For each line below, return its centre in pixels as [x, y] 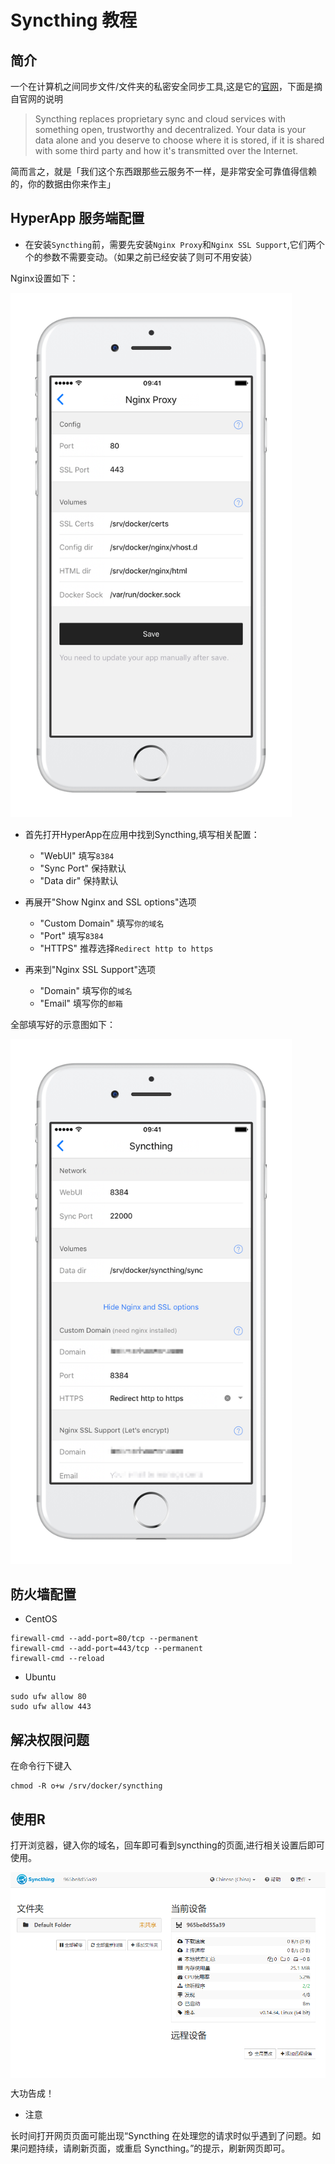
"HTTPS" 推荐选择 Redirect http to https [126, 948]
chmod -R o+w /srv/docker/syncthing [86, 1786]
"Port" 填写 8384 [71, 936]
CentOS [41, 1619]
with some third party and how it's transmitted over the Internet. [166, 150]
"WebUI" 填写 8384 [77, 856]
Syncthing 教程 [74, 20]
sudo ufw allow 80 [48, 1697]
